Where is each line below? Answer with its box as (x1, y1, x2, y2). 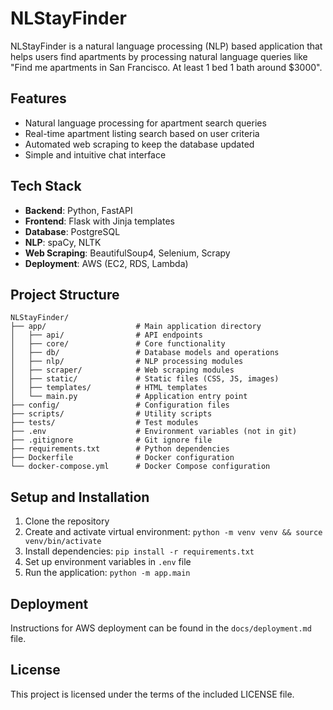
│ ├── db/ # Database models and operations (10, 348, 280, 358)
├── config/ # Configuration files (10, 400, 230, 411)
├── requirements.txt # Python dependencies (10, 444, 230, 454)
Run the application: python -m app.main (24, 567, 191, 579)
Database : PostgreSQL (24, 225, 121, 237)
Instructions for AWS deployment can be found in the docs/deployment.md (10, 622, 312, 634)
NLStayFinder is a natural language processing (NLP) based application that (10, 40, 323, 52)
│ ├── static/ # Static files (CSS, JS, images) (10, 374, 280, 384)
